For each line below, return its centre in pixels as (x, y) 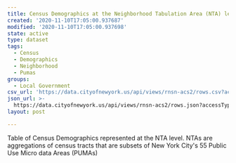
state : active (28, 33)
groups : (19, 79)
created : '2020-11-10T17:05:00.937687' (66, 20)
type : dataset (28, 40)
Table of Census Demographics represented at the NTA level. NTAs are (110, 138)
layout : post (26, 112)
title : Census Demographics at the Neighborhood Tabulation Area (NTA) (114, 14)
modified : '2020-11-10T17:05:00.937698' (67, 27)
